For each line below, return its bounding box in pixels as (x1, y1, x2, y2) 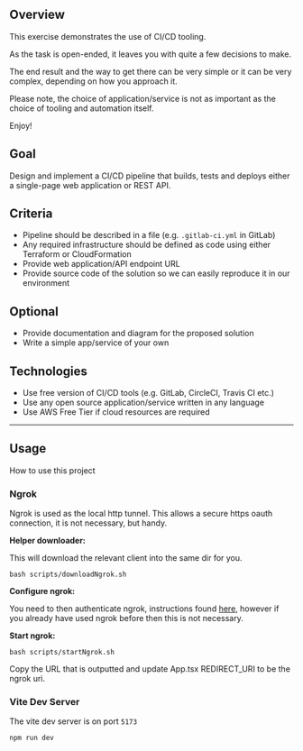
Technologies (9, 363, 88, 379)
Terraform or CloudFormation (22, 249, 133, 260)
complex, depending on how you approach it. (9, 76, 178, 87)
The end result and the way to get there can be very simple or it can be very (9, 66, 292, 77)
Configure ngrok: (9, 586, 76, 597)
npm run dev (9, 734, 54, 743)
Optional (9, 304, 59, 319)
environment (22, 278, 70, 288)
